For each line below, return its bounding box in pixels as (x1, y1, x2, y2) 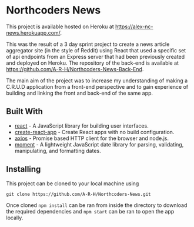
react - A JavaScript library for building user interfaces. (14, 122, 149, 129)
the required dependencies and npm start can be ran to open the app (6, 208, 175, 215)
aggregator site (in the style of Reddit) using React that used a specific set (6, 46, 186, 54)
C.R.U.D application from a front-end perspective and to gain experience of (6, 83, 189, 90)
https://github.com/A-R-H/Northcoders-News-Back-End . (6, 65, 144, 72)
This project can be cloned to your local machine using (6, 180, 139, 187)
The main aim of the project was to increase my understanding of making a (6, 77, 188, 84)
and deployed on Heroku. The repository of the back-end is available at (6, 59, 179, 66)
